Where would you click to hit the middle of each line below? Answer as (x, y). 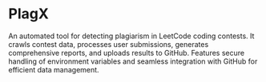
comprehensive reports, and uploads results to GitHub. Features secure (127, 53)
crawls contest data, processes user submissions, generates (109, 44)
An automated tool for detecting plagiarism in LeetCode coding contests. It (131, 36)
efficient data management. (54, 69)
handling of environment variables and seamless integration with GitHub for (133, 61)
